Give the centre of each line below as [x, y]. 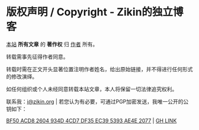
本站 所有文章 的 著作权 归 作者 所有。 [52, 44]
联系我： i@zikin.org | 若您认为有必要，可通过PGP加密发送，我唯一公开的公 [97, 101]
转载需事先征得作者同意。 [37, 56]
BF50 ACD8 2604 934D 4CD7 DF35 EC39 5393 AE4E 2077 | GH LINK [92, 121]
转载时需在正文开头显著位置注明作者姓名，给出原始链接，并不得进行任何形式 [99, 69]
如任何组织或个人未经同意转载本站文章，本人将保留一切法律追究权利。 [92, 89]
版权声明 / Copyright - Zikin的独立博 [95, 12]
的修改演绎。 [22, 76]
